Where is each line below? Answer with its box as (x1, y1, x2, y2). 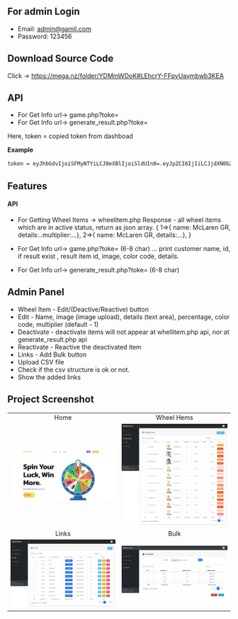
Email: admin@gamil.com (17, 24, 92, 33)
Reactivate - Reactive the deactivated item (17, 342, 142, 351)
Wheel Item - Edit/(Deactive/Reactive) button (17, 305, 149, 313)
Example (7, 145, 34, 155)
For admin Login (7, 6, 80, 18)
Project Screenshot (7, 394, 94, 406)
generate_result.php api (17, 335, 87, 343)
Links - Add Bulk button (17, 350, 87, 359)
